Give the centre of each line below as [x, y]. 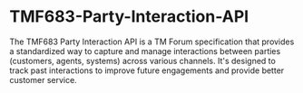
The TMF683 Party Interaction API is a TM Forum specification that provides [152, 42]
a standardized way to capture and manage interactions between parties [145, 51]
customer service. [43, 79]
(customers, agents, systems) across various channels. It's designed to [143, 60]
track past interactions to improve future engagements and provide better [147, 70]
